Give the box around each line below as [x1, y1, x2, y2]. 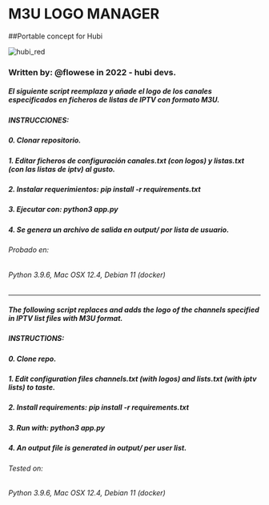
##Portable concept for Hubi [8, 31, 102, 41]
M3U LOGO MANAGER [8, 5, 160, 23]
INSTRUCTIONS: [8, 334, 65, 343]
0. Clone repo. [8, 354, 57, 363]
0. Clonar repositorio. [8, 135, 82, 145]
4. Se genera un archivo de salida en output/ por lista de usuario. [8, 225, 230, 234]
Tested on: [8, 463, 44, 473]
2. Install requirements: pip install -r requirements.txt [8, 403, 190, 412]
